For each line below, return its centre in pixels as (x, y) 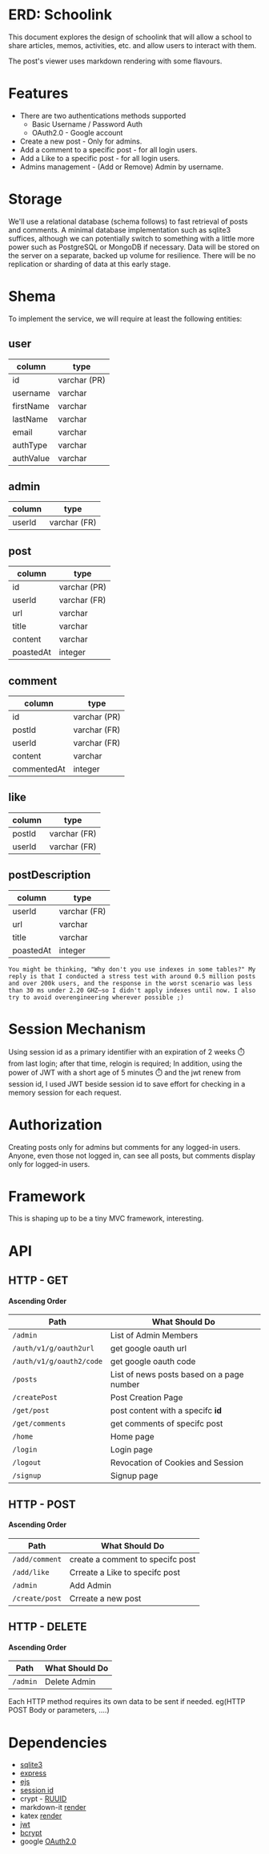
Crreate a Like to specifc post (124, 1572)
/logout (27, 1463)
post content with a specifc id (167, 1411)
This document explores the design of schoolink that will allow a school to (130, 37)
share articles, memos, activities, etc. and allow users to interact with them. (132, 45)
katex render (41, 1816)
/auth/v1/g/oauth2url (53, 1348)
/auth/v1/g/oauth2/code (58, 1362)
